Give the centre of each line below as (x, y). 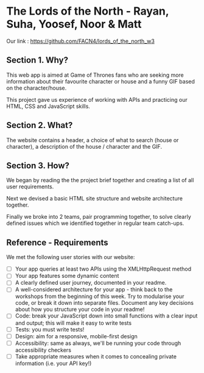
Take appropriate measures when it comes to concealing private (96, 356)
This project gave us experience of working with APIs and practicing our (97, 99)
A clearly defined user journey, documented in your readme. (91, 283)
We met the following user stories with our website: (71, 257)
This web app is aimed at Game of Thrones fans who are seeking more (95, 75)
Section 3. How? (38, 165)
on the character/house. (37, 88)
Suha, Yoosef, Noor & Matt (74, 24)
